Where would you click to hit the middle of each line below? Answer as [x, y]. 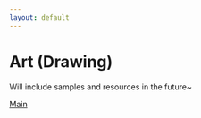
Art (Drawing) [61, 61]
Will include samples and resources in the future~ [100, 87]
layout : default [39, 17]
